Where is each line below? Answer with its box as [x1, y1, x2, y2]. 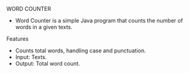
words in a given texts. [15, 24, 72, 30]
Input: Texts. [15, 54, 47, 60]
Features [6, 35, 29, 42]
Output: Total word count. [15, 60, 80, 67]
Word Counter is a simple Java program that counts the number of [15, 17, 183, 24]
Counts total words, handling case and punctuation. [15, 47, 146, 54]
